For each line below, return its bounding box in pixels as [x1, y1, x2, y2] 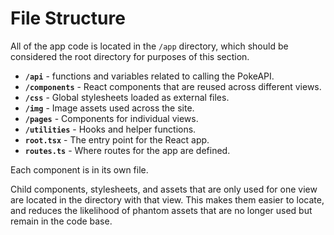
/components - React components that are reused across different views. [24, 80, 322, 92]
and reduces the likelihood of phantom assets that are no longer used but [10, 204, 313, 216]
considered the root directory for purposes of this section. [10, 50, 250, 62]
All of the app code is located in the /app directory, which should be [10, 40, 289, 52]
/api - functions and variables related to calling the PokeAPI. [24, 70, 275, 82]
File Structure [10, 7, 126, 30]
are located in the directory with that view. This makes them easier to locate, [10, 193, 325, 206]
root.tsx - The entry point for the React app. [24, 133, 210, 146]
